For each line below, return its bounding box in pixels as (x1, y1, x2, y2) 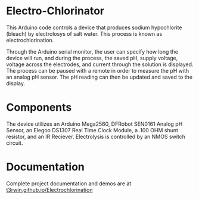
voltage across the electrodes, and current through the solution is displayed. (6, 61, 194, 68)
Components (6, 101, 72, 114)
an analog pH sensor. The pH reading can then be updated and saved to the (6, 73, 192, 80)
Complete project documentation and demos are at (6, 180, 132, 187)
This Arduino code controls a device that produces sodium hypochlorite (6, 24, 182, 31)
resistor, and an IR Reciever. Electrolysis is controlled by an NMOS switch (6, 133, 186, 140)
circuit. (6, 139, 23, 147)
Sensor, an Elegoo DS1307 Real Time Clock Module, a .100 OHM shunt (6, 126, 179, 133)
